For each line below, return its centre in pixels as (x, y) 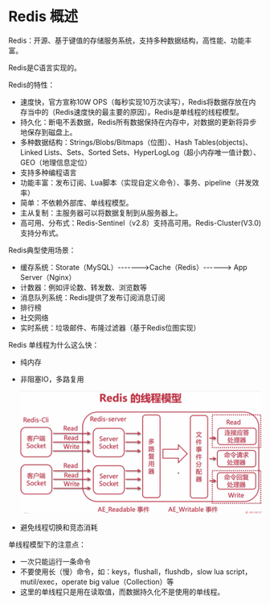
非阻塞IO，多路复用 (52, 379)
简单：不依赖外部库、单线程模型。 (76, 202)
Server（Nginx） (48, 277)
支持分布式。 (41, 233)
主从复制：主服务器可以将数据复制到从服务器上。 (101, 212)
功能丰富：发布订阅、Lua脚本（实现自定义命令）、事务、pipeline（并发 (136, 182)
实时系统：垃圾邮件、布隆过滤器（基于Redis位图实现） (110, 327)
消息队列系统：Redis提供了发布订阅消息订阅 (93, 297)
